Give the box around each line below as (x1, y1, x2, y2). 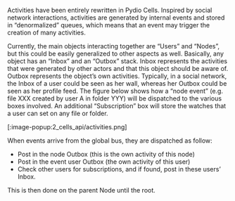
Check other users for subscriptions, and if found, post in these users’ (17, 165, 222, 173)
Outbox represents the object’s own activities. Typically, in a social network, (7, 72, 227, 80)
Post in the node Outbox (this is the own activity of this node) (17, 150, 196, 158)
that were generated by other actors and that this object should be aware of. (7, 65, 229, 72)
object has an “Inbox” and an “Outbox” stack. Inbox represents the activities (7, 57, 227, 65)
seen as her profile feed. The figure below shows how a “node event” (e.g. (7, 87, 224, 95)
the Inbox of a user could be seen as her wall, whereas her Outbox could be (7, 79, 227, 87)
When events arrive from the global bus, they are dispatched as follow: (7, 136, 212, 145)
